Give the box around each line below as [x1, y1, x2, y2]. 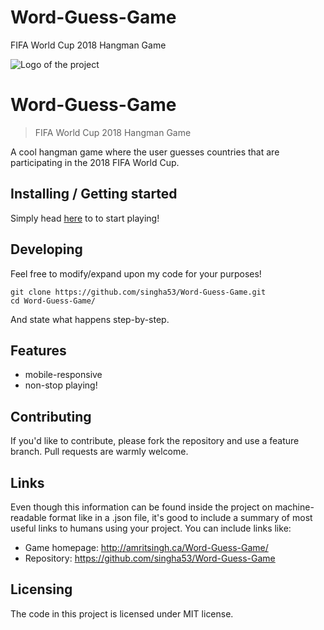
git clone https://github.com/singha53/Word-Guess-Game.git [10, 287, 267, 297]
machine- [274, 501, 315, 513]
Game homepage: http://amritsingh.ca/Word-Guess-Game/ [24, 541, 269, 553]
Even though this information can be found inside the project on [10, 501, 273, 513]
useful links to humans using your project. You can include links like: [10, 522, 292, 534]
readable [10, 511, 47, 523]
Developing [10, 241, 83, 258]
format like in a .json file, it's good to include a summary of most [48, 511, 313, 523]
